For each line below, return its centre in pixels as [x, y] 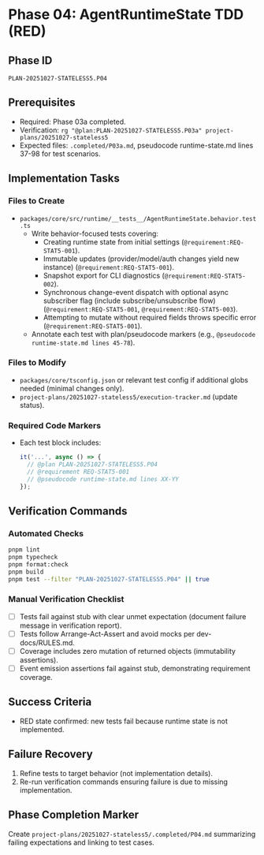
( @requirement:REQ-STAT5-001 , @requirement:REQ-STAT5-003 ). [140, 308]
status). [32, 405]
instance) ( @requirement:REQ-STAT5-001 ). [109, 267]
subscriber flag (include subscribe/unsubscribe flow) [129, 301]
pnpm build [26, 572]
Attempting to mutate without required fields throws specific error [150, 317]
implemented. [42, 729]
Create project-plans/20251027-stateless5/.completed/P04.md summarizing [132, 834]
